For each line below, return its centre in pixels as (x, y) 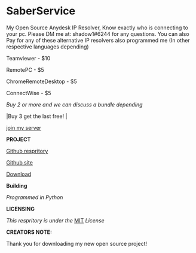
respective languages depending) (48, 47)
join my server (24, 127)
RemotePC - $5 (25, 69)
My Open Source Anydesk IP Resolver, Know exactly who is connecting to (97, 28)
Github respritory (27, 151)
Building (17, 185)
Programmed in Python (35, 197)
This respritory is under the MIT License (55, 220)
